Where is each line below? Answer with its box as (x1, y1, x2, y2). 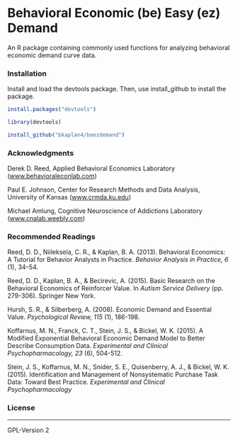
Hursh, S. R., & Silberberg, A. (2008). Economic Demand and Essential (7, 306, 212, 314)
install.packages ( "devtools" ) (7, 106, 97, 113)
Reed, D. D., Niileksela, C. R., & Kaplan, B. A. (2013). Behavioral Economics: (7, 248, 226, 256)
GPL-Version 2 (7, 426, 50, 434)
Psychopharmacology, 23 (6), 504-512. (7, 349, 123, 358)
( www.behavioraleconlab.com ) (7, 172, 97, 180)
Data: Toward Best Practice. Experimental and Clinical (7, 378, 165, 386)
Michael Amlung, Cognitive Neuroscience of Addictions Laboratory (7, 207, 203, 215)
